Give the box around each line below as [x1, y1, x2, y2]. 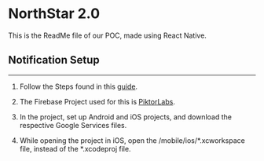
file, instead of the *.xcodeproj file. [19, 144, 131, 153]
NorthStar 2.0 [8, 5, 101, 23]
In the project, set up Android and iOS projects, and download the [19, 112, 232, 122]
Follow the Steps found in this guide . [19, 82, 138, 91]
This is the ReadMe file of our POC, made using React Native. [8, 31, 207, 40]
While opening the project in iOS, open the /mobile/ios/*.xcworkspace [19, 135, 245, 145]
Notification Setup [8, 53, 100, 67]
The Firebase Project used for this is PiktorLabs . [19, 97, 175, 106]
